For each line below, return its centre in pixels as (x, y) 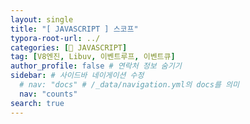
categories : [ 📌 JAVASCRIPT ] (69, 47)
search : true (37, 103)
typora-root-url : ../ (55, 38)
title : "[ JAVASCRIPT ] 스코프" (74, 29)
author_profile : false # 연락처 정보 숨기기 (96, 66)
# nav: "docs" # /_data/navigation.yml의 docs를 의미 (129, 85)
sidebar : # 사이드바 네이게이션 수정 (77, 76)
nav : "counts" (48, 94)
